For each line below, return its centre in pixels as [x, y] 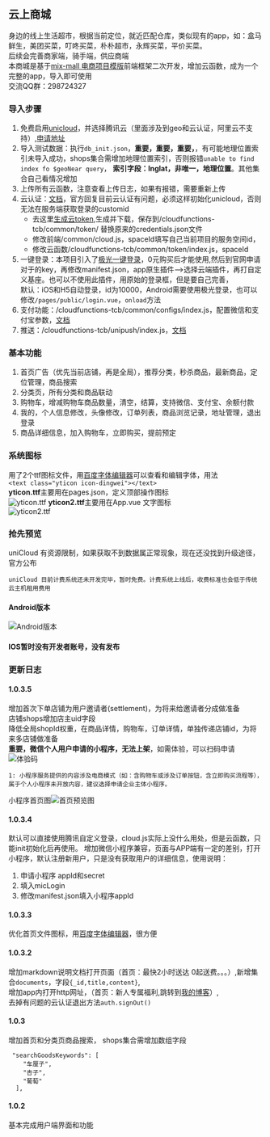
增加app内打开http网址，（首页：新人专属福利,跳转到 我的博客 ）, [114, 992]
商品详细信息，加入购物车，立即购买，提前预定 [98, 433]
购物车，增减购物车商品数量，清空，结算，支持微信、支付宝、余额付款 [137, 402]
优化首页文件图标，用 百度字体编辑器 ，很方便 [83, 934]
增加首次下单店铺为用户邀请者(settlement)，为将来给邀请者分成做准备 [124, 708]
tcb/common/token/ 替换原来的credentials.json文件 [118, 230]
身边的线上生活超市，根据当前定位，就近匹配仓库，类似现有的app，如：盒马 [135, 36]
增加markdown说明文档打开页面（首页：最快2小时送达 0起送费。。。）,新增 [130, 971]
